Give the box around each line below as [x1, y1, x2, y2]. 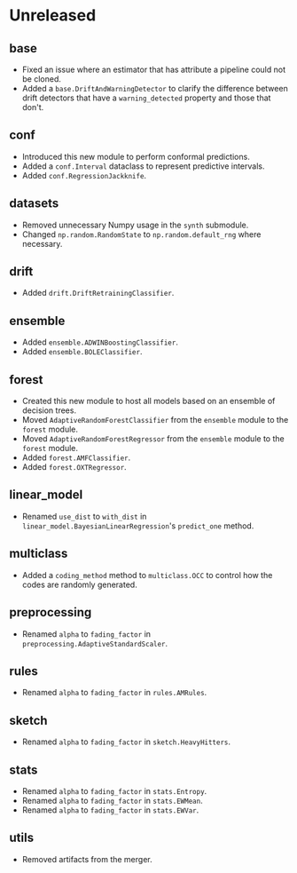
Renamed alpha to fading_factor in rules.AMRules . [21, 687, 207, 698]
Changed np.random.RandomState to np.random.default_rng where [21, 228, 262, 240]
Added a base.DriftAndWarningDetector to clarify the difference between [21, 83, 288, 93]
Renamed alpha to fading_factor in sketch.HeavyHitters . [21, 736, 231, 747]
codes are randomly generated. [21, 579, 137, 590]
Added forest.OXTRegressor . [21, 462, 127, 472]
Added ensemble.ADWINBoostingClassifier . [21, 337, 179, 347]
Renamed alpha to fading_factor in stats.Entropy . [21, 785, 207, 796]
